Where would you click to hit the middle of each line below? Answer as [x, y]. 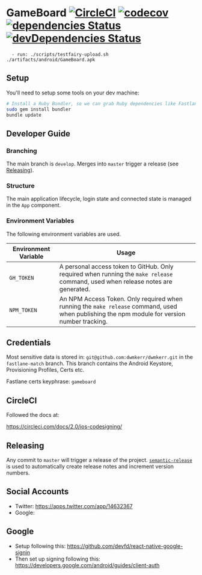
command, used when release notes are [116, 281]
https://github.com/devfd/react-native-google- [125, 546]
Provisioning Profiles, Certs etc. [45, 370]
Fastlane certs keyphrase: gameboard [51, 381]
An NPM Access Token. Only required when [121, 299]
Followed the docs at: [33, 415]
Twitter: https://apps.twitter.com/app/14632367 [74, 506]
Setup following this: [40, 546]
